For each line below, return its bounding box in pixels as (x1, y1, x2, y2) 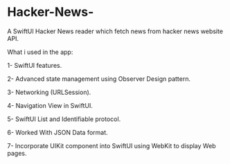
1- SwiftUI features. (7, 61, 62, 69)
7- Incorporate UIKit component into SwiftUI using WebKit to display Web (7, 141, 216, 149)
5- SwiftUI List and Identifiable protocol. (7, 115, 121, 123)
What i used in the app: (7, 48, 73, 56)
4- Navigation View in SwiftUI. (7, 101, 94, 109)
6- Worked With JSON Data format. (7, 128, 109, 136)
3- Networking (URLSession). (7, 88, 91, 96)
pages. (7, 149, 27, 157)
